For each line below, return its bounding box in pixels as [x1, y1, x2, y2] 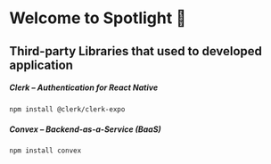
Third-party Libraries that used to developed [9, 44, 263, 59]
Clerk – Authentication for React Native [9, 82, 159, 93]
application [9, 57, 74, 72]
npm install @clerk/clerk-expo [9, 104, 126, 114]
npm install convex [9, 146, 82, 155]
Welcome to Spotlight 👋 [9, 8, 187, 29]
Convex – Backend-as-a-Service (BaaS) [9, 124, 162, 135]
